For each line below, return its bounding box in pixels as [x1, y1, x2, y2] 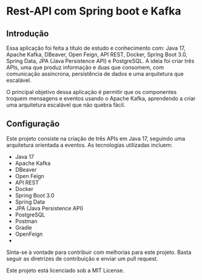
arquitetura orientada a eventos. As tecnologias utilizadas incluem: [6, 141, 173, 148]
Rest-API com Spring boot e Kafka [6, 4, 181, 18]
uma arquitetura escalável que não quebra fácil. [6, 101, 126, 108]
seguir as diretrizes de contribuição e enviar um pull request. [6, 255, 158, 262]
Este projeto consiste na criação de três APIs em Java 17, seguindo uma [6, 135, 186, 142]
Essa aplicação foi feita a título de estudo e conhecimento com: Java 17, [6, 44, 186, 52]
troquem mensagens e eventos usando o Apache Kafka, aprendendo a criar [6, 95, 196, 102]
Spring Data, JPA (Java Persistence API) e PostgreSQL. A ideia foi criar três [6, 58, 195, 64]
